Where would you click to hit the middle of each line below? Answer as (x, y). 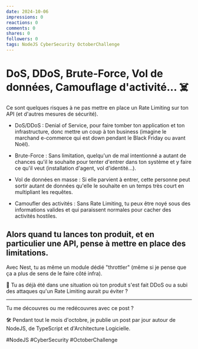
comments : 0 (21, 28)
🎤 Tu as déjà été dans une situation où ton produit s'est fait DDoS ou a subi (97, 285)
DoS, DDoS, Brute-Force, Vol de (85, 74)
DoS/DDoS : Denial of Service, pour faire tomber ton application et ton (100, 125)
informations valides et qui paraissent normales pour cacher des (93, 209)
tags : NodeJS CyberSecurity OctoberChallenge (63, 45)
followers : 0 (22, 39)
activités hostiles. (36, 216)
